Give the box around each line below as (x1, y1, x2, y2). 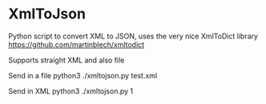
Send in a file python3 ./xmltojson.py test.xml (8, 70, 158, 80)
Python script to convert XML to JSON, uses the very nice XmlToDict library (8, 31, 259, 41)
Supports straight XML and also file (8, 55, 125, 65)
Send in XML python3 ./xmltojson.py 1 (8, 86, 134, 96)
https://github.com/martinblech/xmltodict (8, 39, 145, 49)
